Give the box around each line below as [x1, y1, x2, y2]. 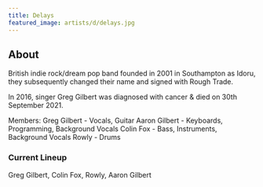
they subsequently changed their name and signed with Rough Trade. [8, 77, 234, 86]
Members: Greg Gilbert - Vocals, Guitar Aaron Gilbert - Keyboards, [8, 115, 224, 126]
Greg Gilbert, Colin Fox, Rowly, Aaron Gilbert [8, 170, 152, 179]
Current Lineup [8, 152, 68, 163]
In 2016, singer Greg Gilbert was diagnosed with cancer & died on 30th [8, 92, 238, 102]
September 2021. [8, 101, 64, 110]
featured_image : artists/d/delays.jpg [8, 19, 135, 27]
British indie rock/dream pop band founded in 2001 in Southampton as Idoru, [8, 68, 256, 79]
